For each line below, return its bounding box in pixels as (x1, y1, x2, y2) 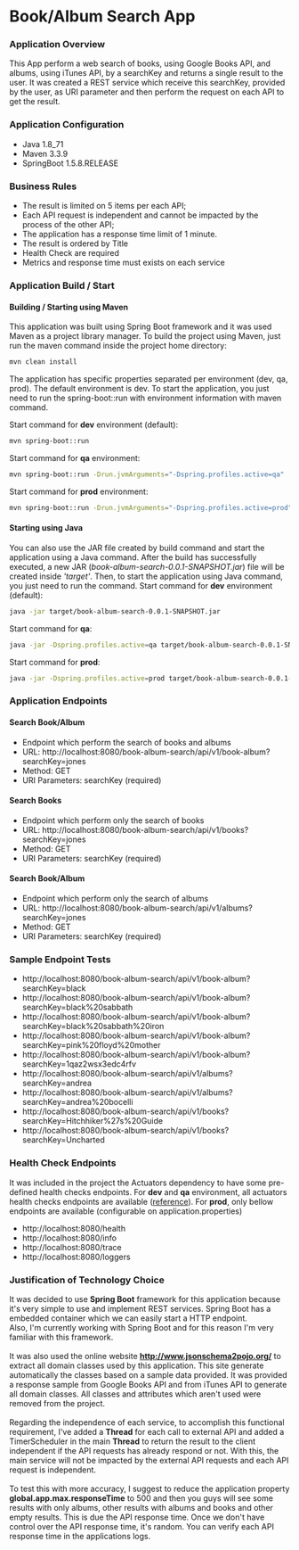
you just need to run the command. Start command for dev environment (9, 580, 273, 590)
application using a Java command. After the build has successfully (9, 551, 257, 563)
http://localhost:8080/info (21, 1233, 117, 1243)
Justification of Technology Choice (9, 1274, 165, 1286)
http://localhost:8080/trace (21, 1241, 122, 1252)
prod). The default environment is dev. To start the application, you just (9, 383, 270, 394)
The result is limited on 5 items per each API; (21, 201, 187, 211)
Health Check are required (21, 248, 120, 259)
